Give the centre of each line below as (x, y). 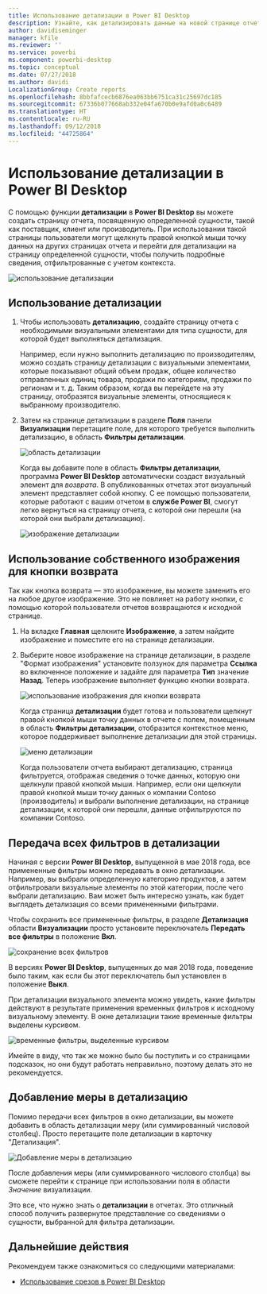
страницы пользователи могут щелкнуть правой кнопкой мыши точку (128, 237)
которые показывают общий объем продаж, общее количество (128, 371)
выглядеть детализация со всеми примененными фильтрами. (113, 904)
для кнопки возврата (64, 572)
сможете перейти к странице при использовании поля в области (119, 1181)
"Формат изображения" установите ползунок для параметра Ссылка (138, 663)
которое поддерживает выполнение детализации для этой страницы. (138, 736)
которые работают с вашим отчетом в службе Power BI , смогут (129, 502)
